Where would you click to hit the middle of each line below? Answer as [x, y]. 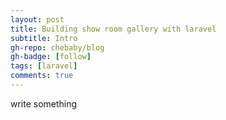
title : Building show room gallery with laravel [113, 29]
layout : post [37, 19]
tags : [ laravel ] [44, 66]
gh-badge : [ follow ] [51, 57]
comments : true [42, 76]
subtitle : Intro [44, 38]
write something [44, 103]
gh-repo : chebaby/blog [57, 47]
